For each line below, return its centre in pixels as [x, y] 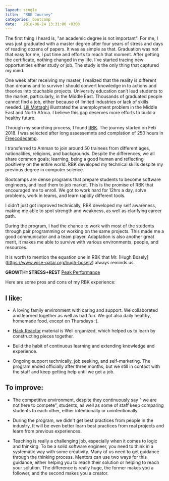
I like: [14, 298]
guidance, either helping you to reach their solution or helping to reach [86, 462]
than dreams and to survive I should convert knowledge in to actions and [81, 86]
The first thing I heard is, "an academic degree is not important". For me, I [82, 38]
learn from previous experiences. [47, 431]
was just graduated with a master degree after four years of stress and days [84, 44]
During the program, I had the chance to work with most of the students [80, 226]
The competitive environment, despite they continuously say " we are [85, 400]
